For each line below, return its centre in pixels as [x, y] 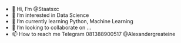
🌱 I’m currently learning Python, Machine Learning [72, 21]
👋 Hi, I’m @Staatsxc [36, 9]
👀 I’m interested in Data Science [50, 15]
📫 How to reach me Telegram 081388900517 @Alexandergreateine [93, 34]
